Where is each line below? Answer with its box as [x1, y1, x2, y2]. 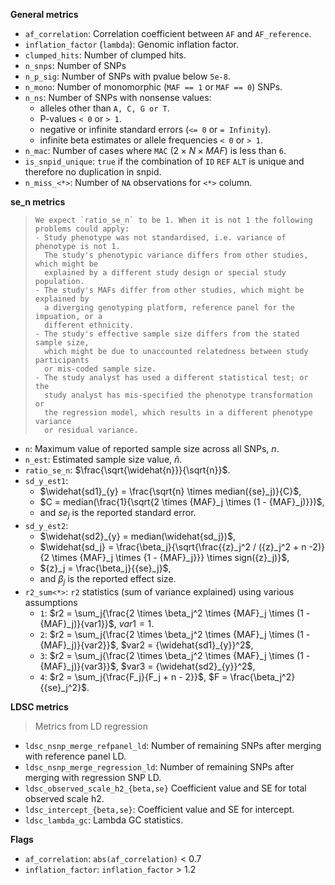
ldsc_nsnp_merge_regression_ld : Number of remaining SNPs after [24, 760, 295, 773]
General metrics [10, 9, 79, 20]
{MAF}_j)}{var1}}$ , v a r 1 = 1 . [39, 617, 155, 629]
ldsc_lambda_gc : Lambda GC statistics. [24, 814, 184, 826]
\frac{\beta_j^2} [229, 670, 296, 683]
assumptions [24, 596, 78, 608]
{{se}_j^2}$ [39, 681, 88, 693]
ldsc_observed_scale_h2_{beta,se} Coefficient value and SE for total [24, 782, 307, 794]
